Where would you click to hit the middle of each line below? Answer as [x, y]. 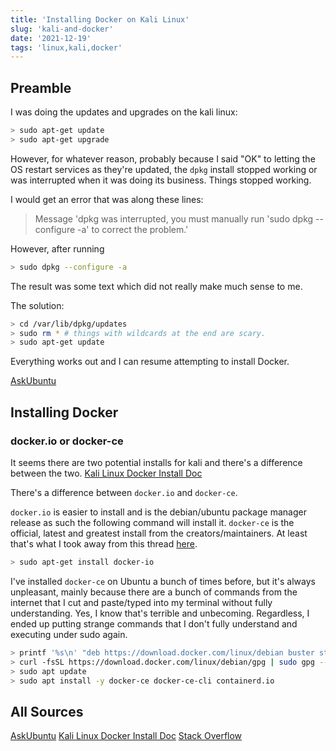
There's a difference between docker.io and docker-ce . [124, 492]
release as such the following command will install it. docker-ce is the [152, 522]
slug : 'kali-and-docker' [62, 29]
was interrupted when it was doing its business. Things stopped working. [161, 180]
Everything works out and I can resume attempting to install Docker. [150, 362]
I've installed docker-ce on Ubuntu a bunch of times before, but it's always [163, 581]
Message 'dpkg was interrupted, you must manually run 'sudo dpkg [174, 218]
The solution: [37, 305]
